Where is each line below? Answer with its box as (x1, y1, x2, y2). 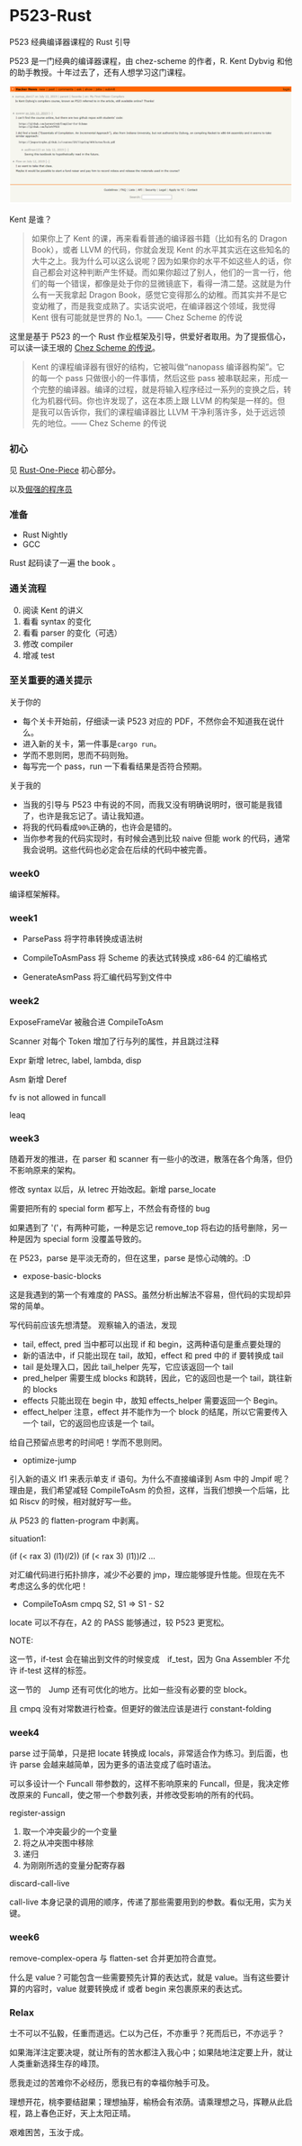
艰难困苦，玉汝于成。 (9, 2126, 88, 2137)
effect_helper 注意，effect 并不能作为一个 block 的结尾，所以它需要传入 (22, 1406, 288, 1417)
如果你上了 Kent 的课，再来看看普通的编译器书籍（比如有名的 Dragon (31, 233, 288, 243)
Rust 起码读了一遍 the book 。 (9, 558, 121, 569)
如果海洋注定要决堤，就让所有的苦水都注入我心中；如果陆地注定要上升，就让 (9, 2047, 293, 2058)
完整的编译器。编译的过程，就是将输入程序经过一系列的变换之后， (39, 384, 284, 395)
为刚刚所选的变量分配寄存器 (22, 1860, 126, 1871)
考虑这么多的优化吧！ (9, 1580, 88, 1591)
